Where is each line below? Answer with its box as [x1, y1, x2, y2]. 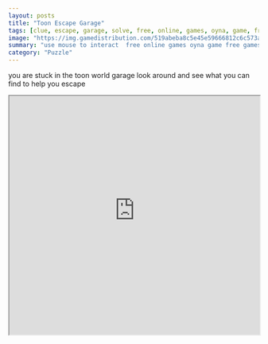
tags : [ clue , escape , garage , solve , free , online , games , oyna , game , [8, 26, 251, 34]
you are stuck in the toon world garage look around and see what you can [8, 71, 251, 80]
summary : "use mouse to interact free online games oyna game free [8, 41, 240, 49]
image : [8, 33, 30, 42]
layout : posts [8, 11, 56, 20]
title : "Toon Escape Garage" [8, 19, 105, 27]
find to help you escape [8, 79, 86, 88]
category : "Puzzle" [8, 49, 73, 57]
